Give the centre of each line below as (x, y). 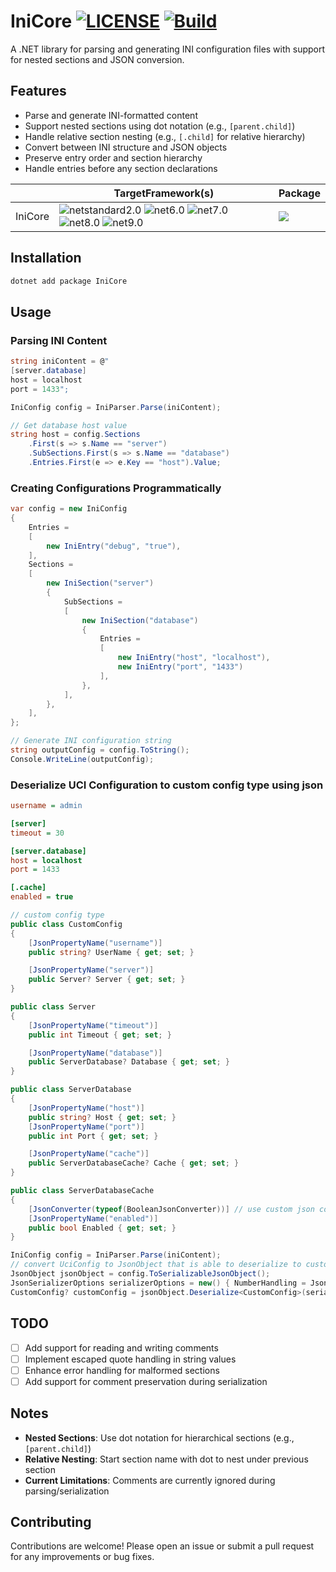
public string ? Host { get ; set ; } (102, 1117)
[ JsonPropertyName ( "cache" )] (89, 1154)
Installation (46, 258)
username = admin (46, 806)
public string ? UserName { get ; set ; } (111, 952)
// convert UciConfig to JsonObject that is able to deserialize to (156, 1265)
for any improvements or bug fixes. (82, 1557)
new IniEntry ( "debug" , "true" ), (114, 546)
